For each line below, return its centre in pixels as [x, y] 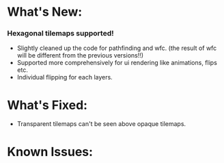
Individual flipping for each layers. [65, 77]
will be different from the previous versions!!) [80, 55]
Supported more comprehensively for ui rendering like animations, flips [117, 63]
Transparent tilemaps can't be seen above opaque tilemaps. [101, 124]
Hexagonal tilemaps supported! [60, 34]
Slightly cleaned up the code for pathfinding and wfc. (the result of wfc [117, 48]
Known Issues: [50, 152]
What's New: [45, 12]
